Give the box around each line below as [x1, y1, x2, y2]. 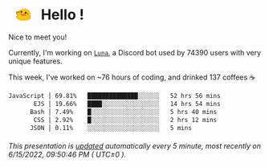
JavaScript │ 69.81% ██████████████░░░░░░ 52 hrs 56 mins [8, 92, 221, 100]
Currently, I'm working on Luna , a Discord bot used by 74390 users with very [8, 48, 262, 58]
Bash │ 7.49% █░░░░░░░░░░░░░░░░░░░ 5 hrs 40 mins [29, 108, 218, 116]
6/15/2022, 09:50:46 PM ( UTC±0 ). [8, 149, 127, 159]
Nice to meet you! [8, 32, 67, 42]
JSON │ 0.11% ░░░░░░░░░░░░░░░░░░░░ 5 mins [29, 124, 193, 132]
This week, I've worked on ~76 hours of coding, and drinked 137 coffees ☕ [8, 72, 256, 82]
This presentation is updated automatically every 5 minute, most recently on [8, 141, 261, 150]
